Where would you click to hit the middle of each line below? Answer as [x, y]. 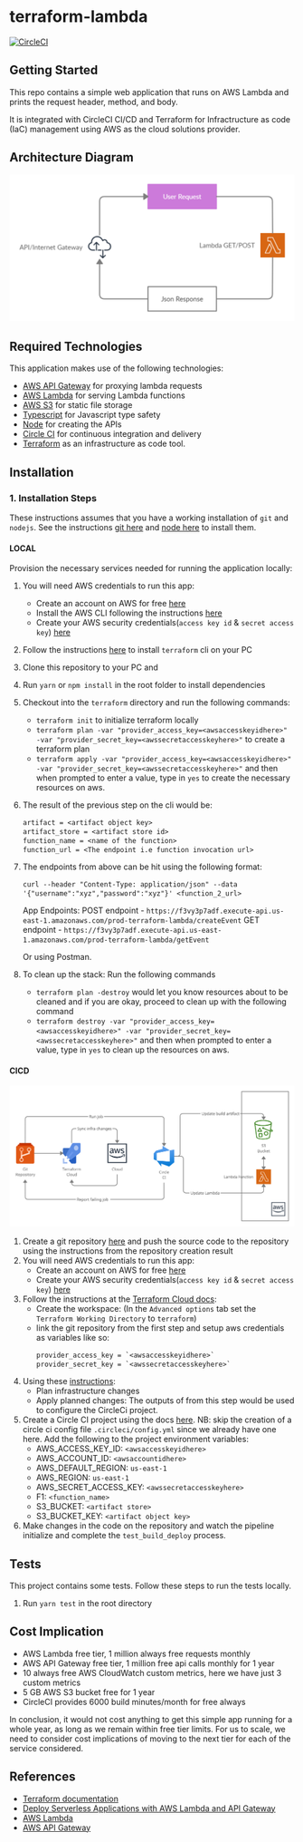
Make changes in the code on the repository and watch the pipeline [148, 1526]
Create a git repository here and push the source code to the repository [156, 1241]
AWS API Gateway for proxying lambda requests [112, 386]
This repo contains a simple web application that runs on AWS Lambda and [149, 92]
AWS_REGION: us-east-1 [82, 1478]
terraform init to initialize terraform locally [117, 720]
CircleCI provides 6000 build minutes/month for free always [134, 1701]
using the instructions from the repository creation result [128, 1251]
